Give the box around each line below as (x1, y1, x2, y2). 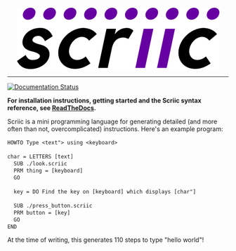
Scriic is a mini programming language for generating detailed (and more (7, 117, 218, 125)
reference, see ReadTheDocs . (7, 104, 97, 112)
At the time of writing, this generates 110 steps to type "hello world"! (7, 236, 204, 244)
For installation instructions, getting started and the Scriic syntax (7, 96, 202, 104)
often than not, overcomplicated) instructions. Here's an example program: (7, 125, 223, 133)
